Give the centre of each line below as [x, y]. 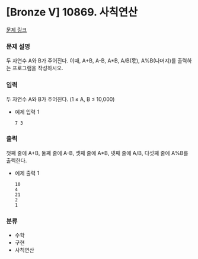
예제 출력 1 [27, 173]
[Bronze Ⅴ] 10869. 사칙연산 [72, 12]
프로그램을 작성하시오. [38, 68]
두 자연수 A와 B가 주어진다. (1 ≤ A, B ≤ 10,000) [60, 99]
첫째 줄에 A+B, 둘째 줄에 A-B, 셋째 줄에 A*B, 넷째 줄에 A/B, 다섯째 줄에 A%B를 [97, 153]
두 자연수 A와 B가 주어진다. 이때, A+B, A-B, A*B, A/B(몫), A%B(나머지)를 [91, 61]
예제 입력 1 [27, 112]
